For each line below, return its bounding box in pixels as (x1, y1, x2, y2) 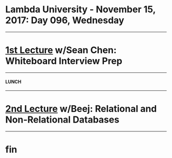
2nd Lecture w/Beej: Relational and (5, 103, 157, 115)
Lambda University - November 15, (5, 4, 156, 15)
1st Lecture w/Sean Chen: (5, 45, 117, 56)
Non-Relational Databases (5, 114, 119, 126)
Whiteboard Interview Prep (5, 55, 123, 67)
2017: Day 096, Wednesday (5, 14, 124, 26)
